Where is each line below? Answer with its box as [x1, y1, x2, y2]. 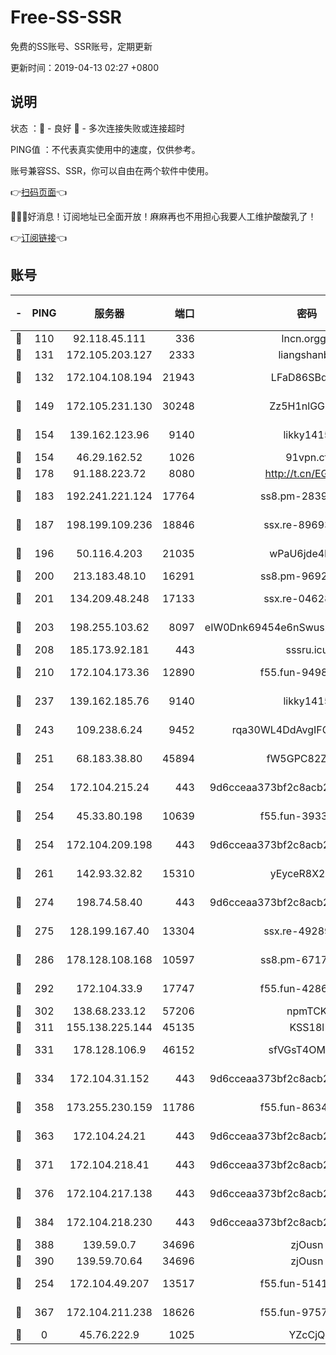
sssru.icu [285, 642, 329, 656]
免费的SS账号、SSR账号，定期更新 [10, 40, 153, 52]
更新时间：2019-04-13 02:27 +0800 [10, 61, 160, 73]
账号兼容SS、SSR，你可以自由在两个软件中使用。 [10, 164, 214, 176]
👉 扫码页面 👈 [10, 186, 68, 198]
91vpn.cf [285, 450, 329, 464]
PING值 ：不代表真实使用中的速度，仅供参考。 [10, 143, 201, 155]
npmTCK [286, 1004, 328, 1018]
